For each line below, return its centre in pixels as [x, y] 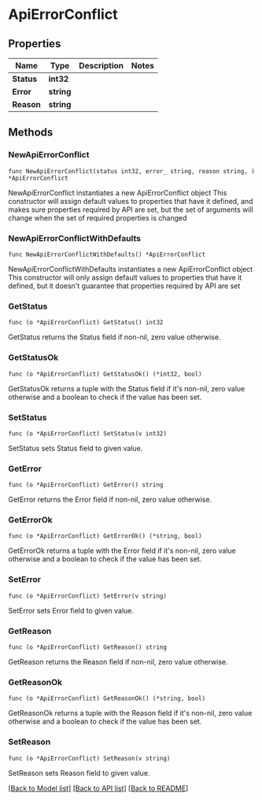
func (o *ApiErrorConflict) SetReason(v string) [89, 758]
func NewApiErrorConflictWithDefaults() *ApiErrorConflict [107, 254]
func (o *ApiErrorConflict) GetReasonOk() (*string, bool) [107, 698]
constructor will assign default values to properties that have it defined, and [131, 201]
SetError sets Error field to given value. [71, 610]
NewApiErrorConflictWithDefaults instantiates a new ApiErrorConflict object [131, 269]
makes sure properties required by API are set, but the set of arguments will [131, 209]
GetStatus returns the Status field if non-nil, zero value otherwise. [114, 337]
